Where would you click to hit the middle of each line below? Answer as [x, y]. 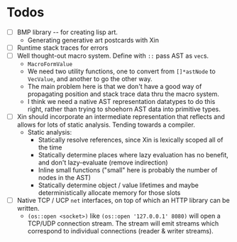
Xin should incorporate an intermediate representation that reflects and [121, 117]
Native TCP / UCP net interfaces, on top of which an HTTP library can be [123, 201]
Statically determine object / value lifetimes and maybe [118, 185]
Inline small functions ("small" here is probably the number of [128, 170]
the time [50, 147]
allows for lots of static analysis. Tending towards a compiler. [106, 125]
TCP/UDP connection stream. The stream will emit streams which [123, 223]
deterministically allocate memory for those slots [109, 193]
